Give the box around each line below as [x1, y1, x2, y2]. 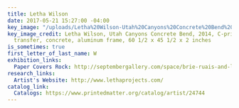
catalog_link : [7, 83, 50, 90]
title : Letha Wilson [7, 10, 69, 18]
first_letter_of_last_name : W [7, 50, 97, 58]
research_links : [7, 70, 55, 77]
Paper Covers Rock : [14, 63, 72, 70]
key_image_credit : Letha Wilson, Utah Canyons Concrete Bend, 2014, [7, 30, 215, 38]
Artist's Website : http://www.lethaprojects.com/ [14, 76, 164, 84]
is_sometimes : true [7, 43, 65, 50]
